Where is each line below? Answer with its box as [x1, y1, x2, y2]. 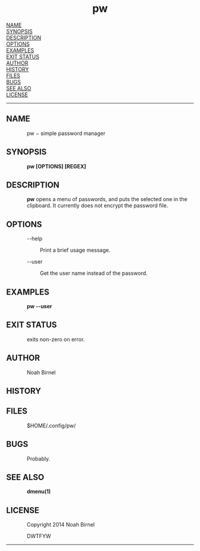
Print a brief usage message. [39, 246, 111, 254]
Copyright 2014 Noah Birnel [26, 521, 95, 528]
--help [26, 235, 43, 242]
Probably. [26, 455, 51, 462]
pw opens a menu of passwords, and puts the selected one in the [26, 196, 187, 203]
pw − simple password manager [26, 130, 106, 137]
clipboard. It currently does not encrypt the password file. [26, 202, 168, 209]
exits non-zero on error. [26, 336, 85, 343]
